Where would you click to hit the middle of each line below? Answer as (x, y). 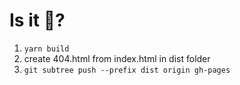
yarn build (46, 49)
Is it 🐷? (37, 20)
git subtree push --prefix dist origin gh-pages (127, 70)
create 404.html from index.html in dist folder (117, 58)
